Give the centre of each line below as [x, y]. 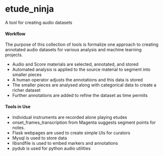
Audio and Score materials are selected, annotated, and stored [75, 64]
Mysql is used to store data [39, 138]
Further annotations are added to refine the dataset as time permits [80, 96]
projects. [14, 55]
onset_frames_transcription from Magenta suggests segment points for [84, 122]
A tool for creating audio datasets [39, 22]
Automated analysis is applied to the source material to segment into [81, 70]
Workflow [15, 34]
